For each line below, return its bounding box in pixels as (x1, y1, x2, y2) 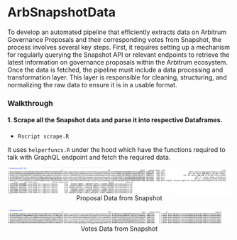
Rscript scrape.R (17, 133, 70, 141)
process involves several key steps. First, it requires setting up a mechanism (7, 43, 231, 51)
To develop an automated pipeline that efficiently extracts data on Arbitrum (7, 28, 227, 36)
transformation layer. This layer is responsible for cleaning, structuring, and (7, 72, 227, 82)
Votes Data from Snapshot (80, 224, 158, 233)
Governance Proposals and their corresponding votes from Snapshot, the (7, 35, 222, 43)
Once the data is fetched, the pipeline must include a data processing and (7, 65, 224, 74)
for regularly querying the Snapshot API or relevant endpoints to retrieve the (7, 50, 230, 59)
